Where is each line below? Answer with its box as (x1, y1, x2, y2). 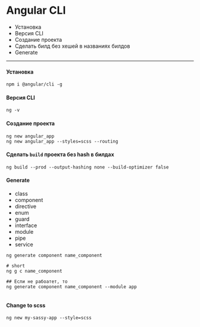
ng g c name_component (6, 268, 62, 274)
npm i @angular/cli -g (6, 81, 62, 87)
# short (6, 262, 26, 269)
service (14, 240, 34, 248)
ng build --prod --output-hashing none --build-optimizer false (6, 164, 169, 170)
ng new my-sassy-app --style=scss (6, 315, 92, 321)
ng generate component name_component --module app (6, 283, 137, 290)
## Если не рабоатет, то (6, 279, 68, 285)
